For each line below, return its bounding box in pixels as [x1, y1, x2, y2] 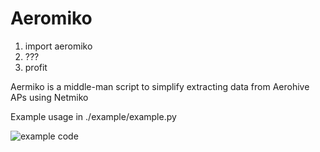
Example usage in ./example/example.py [10, 110, 177, 122]
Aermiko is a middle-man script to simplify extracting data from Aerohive [10, 80, 310, 92]
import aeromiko [24, 40, 93, 52]
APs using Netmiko [10, 91, 89, 103]
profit [24, 61, 48, 73]
